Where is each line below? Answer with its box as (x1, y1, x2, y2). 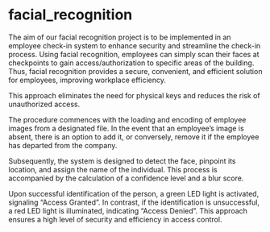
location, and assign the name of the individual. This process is (8, 164, 218, 174)
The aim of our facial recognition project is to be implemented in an (8, 32, 231, 42)
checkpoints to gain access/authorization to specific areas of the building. (8, 58, 255, 68)
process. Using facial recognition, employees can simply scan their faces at (8, 49, 260, 59)
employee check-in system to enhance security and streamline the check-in (8, 40, 261, 50)
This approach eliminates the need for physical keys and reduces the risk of (8, 90, 260, 100)
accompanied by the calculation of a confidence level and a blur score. (8, 173, 244, 183)
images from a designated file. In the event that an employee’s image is (8, 123, 244, 133)
